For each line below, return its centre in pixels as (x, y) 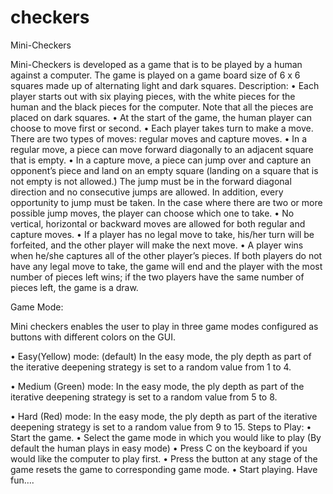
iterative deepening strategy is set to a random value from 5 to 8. (144, 397)
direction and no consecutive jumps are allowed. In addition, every (147, 192)
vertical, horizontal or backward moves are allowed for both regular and (158, 223)
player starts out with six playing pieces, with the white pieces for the (153, 96)
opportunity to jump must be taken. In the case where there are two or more (166, 202)
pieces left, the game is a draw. (74, 287)
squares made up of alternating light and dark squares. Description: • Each (165, 85)
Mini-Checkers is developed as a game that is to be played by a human (156, 64)
